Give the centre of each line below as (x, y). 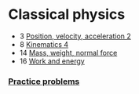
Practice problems (44, 81)
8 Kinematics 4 (44, 44)
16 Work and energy (52, 61)
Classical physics (67, 14)
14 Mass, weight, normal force (68, 52)
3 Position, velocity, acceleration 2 (75, 36)
